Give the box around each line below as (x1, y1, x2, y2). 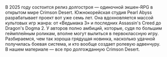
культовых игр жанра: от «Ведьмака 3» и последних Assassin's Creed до (5, 20, 161, 26)
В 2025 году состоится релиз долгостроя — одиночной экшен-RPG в (5, 4, 153, 10)
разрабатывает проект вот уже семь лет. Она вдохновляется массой (5, 15, 153, 20)
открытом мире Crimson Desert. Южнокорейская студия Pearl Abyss (5, 9, 152, 15)
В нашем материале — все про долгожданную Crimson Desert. (5, 47, 140, 52)
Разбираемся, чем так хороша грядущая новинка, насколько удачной (5, 36, 155, 42)
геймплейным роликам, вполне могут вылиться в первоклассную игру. (5, 31, 159, 36)
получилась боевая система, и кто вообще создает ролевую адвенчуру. (5, 41, 161, 47)
